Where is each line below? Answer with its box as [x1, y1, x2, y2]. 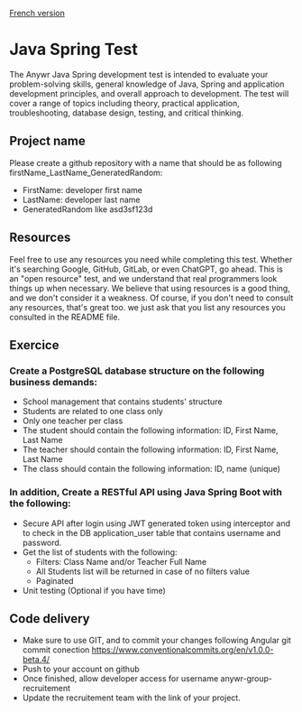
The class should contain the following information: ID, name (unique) [22, 464, 281, 475]
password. [22, 537, 62, 548]
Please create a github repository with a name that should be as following [9, 157, 282, 168]
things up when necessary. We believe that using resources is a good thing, [9, 282, 290, 293]
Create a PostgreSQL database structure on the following [9, 365, 265, 377]
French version [9, 8, 66, 18]
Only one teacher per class [22, 415, 124, 427]
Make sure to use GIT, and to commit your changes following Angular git [22, 635, 291, 646]
